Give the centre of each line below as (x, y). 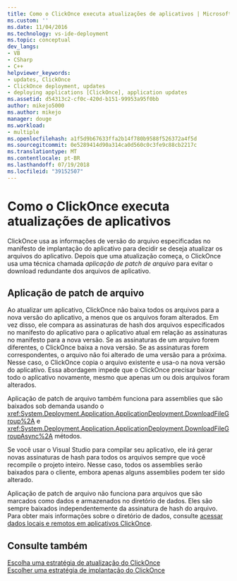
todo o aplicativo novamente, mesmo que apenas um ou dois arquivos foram (119, 378)
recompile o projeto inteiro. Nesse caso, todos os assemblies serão (105, 465)
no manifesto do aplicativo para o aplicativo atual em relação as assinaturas (117, 333)
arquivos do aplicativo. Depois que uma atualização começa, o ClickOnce (114, 256)
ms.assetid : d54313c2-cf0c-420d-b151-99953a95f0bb (83, 100)
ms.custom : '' (28, 20)
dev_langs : (23, 47)
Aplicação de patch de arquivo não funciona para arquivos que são (105, 493)
